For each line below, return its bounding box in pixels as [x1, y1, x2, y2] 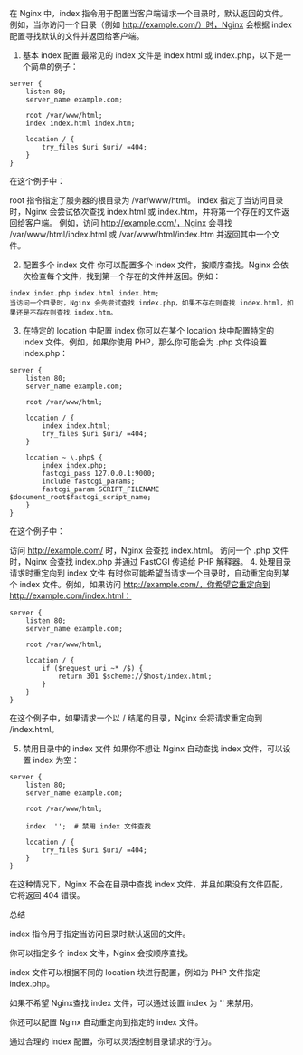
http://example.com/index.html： [9, 590, 132, 601]
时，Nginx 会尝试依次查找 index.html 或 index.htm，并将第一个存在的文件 [9, 207, 282, 217]
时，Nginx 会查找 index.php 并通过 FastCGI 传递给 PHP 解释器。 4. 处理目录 [9, 557, 292, 566]
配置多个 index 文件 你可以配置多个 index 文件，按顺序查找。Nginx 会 [22, 259, 281, 270]
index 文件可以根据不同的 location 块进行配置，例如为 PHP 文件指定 [9, 967, 261, 977]
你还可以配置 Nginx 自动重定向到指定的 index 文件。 [9, 1017, 204, 1027]
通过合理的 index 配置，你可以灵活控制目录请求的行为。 [9, 1036, 217, 1047]
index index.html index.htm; [25, 119, 136, 128]
